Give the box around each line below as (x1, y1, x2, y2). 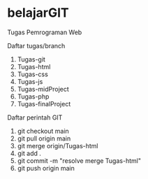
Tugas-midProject (17, 85, 70, 93)
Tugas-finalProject (17, 99, 71, 108)
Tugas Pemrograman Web (7, 28, 82, 36)
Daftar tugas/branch (7, 41, 66, 50)
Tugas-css (17, 70, 49, 78)
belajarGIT (7, 5, 69, 21)
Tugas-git (17, 55, 45, 64)
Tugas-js (17, 77, 43, 85)
